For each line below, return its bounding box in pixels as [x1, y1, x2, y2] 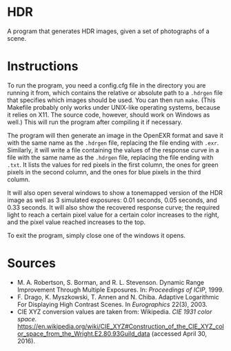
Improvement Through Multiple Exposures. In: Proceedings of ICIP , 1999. [17, 285, 224, 294]
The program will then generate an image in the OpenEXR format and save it [7, 131, 224, 139]
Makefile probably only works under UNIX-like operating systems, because [7, 103, 221, 111]
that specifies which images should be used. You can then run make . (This [7, 96, 216, 104]
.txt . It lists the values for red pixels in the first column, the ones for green [7, 160, 219, 169]
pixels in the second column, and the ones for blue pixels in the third [7, 168, 201, 176]
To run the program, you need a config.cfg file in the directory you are [7, 81, 206, 90]
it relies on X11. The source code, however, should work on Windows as [7, 110, 210, 119]
